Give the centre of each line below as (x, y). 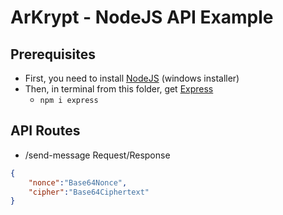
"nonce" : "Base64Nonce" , (78, 182)
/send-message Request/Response (97, 155)
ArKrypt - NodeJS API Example (142, 17)
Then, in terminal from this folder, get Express (119, 89)
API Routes (45, 131)
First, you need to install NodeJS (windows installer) (132, 78)
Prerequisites (53, 54)
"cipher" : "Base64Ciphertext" (89, 192)
